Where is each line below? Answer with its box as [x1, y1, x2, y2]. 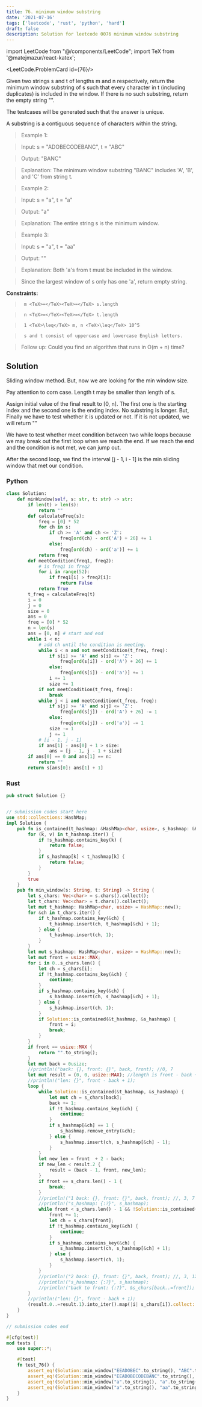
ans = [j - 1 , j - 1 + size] [49, 748, 122, 754]
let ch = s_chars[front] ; [49, 1217, 114, 1224]
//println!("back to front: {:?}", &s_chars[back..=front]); [38, 1285, 195, 1291]
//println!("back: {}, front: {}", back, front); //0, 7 [28, 1066, 173, 1072]
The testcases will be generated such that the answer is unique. [6, 108, 165, 116]
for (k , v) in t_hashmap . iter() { [28, 831, 114, 837]
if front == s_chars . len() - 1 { [38, 1178, 122, 1184]
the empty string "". [6, 97, 55, 104]
